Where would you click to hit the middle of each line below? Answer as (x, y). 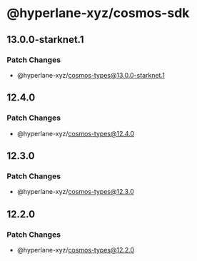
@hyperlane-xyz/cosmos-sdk (98, 13)
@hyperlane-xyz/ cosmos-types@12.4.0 (76, 133)
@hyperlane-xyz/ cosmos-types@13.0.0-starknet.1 (91, 75)
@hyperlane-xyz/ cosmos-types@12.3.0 (75, 192)
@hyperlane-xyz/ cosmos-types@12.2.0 (76, 250)
